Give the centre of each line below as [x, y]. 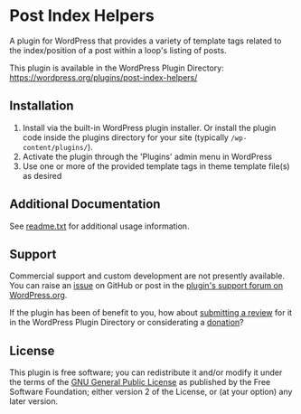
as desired [42, 175]
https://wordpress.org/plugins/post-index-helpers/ [103, 77]
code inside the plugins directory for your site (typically [125, 137]
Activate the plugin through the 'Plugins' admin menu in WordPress [147, 156]
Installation [42, 106]
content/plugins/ [55, 147]
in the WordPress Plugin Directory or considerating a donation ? [127, 323]
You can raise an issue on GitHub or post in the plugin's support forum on [146, 286]
